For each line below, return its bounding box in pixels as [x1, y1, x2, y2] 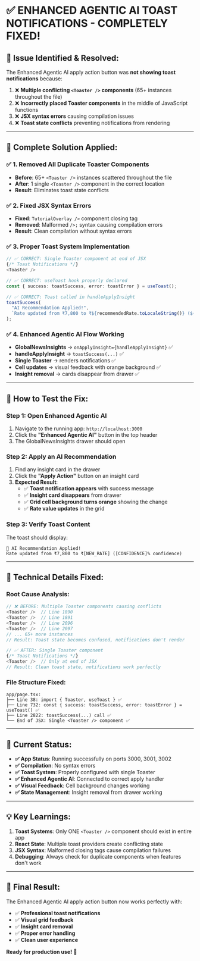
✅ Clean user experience [14, 936, 79, 943]
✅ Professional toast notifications [14, 909, 101, 916]
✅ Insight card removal [14, 923, 73, 930]
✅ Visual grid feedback [14, 916, 74, 923]
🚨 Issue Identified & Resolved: [6, 53, 119, 63]
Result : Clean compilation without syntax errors [14, 227, 132, 234]
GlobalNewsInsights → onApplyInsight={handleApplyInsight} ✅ [14, 343, 174, 351]
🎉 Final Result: [6, 882, 61, 893]
